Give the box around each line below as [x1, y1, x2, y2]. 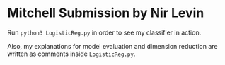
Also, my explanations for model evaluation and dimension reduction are [7, 42, 218, 50]
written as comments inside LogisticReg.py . [7, 49, 136, 58]
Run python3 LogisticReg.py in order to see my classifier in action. [7, 28, 202, 37]
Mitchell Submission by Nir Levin [7, 5, 204, 21]
